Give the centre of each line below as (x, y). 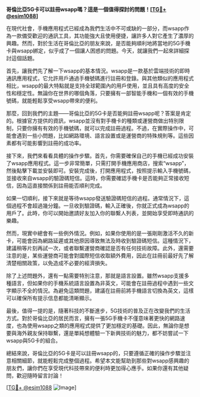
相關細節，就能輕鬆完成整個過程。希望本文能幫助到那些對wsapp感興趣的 (100, 361)
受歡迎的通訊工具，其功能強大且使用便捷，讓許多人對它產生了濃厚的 (110, 36)
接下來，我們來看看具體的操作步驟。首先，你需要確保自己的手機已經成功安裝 (100, 156)
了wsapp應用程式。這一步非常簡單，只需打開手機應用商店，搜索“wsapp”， (98, 163)
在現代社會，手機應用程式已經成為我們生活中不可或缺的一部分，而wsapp (95, 28)
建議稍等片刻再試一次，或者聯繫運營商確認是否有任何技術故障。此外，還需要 (100, 248)
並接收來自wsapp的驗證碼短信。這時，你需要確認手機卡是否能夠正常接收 (95, 178)
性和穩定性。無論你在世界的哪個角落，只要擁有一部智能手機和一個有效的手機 (100, 93)
